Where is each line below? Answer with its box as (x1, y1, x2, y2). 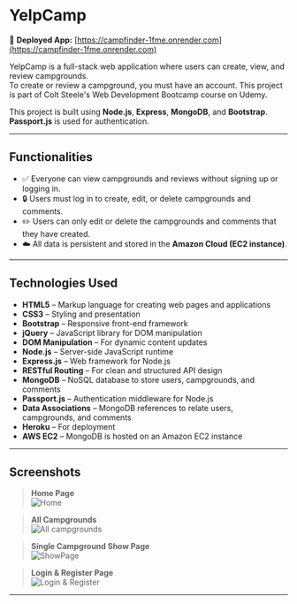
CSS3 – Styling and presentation (21, 309, 141, 319)
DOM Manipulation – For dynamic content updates (21, 337, 208, 348)
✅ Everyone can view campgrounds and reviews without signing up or (21, 173, 278, 184)
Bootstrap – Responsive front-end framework (21, 317, 188, 328)
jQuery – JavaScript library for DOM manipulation (21, 327, 202, 338)
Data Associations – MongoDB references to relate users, (21, 402, 234, 413)
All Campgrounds (30, 515, 97, 525)
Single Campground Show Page (30, 541, 150, 552)
